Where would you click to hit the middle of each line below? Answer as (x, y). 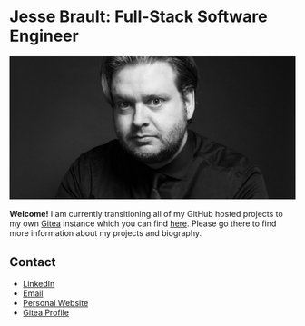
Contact (33, 262)
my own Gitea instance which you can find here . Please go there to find (143, 223)
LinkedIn (39, 284)
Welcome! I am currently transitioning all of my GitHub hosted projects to (146, 214)
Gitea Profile (46, 313)
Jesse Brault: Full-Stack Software (138, 17)
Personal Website (55, 303)
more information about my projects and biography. (106, 233)
